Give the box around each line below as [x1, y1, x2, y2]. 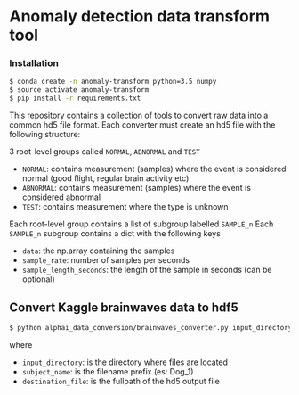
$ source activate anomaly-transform [9, 86, 149, 95]
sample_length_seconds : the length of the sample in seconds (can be [21, 265, 272, 276]
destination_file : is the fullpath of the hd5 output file [21, 375, 220, 386]
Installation [9, 57, 60, 70]
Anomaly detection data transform [9, 6, 270, 27]
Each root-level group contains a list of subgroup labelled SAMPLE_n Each [9, 218, 274, 229]
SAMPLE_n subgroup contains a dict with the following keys [9, 228, 221, 239]
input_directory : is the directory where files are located [21, 357, 229, 367]
